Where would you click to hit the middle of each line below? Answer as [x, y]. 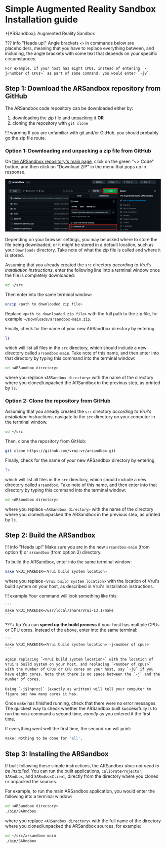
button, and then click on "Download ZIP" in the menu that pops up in [76, 167]
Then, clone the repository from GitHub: [46, 441]
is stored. [15, 255]
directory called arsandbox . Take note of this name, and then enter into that [81, 485]
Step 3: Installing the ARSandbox [57, 754]
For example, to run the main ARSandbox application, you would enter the [80, 791]
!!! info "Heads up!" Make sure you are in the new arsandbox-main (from [77, 547]
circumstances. [21, 58]
